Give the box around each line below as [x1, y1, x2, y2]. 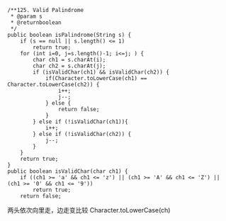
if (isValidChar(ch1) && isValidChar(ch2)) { [33, 69, 170, 76]
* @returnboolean [10, 19, 62, 26]
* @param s [10, 13, 43, 20]
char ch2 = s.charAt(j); [33, 62, 106, 69]
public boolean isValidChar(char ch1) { [7, 168, 129, 175]
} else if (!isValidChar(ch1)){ [33, 118, 129, 125]
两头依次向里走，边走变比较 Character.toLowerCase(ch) [7, 206, 171, 214]
